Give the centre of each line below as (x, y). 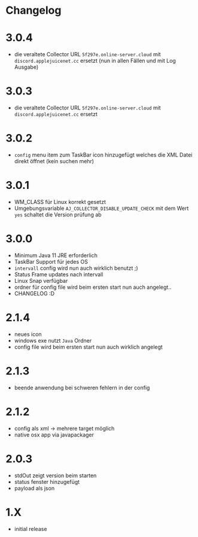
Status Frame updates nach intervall (59, 274)
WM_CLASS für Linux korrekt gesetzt (60, 202)
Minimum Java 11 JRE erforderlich (56, 255)
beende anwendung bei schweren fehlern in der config (82, 388)
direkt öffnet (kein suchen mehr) (54, 161)
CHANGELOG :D (34, 293)
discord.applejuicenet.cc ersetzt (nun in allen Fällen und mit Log (95, 61)
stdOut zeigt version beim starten (55, 475)
